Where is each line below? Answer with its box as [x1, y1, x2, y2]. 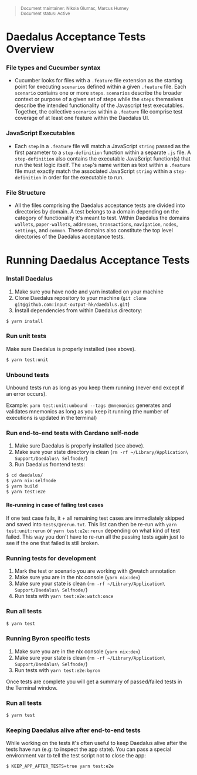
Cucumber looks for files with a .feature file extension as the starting [14, 77, 183, 84]
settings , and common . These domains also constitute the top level [14, 227, 173, 234]
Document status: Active [20, 11, 70, 16]
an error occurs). [6, 390, 47, 397]
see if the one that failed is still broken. [6, 539, 100, 546]
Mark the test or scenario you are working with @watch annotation [14, 567, 176, 574]
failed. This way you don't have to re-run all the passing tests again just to [6, 533, 185, 540]
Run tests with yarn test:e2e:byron [14, 666, 101, 673]
